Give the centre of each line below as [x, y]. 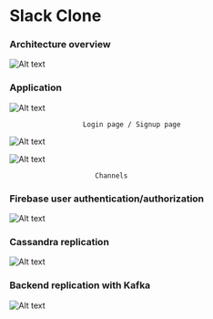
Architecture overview [60, 45]
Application [35, 87]
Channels [112, 175]
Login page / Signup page [132, 124]
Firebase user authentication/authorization [107, 199]
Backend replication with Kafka [80, 285]
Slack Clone [56, 16]
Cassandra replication [59, 242]
